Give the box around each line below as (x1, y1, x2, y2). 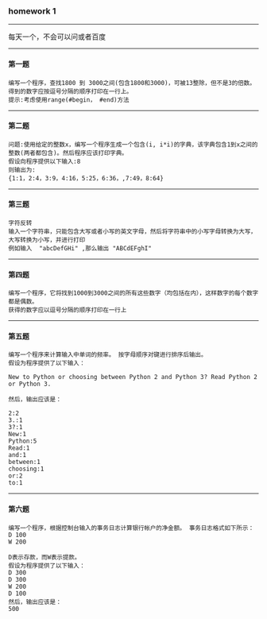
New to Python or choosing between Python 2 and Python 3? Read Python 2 (8, 373, 258, 381)
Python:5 (8, 437, 37, 446)
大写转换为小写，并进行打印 (8, 236, 86, 244)
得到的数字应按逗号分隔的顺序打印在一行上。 (8, 87, 133, 95)
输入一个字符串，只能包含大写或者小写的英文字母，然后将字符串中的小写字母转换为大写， (8, 227, 257, 235)
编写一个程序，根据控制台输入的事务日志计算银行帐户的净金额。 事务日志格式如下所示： (8, 524, 254, 532)
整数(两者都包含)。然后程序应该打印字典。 (8, 149, 129, 157)
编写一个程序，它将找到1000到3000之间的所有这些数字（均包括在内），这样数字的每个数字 (8, 289, 259, 297)
